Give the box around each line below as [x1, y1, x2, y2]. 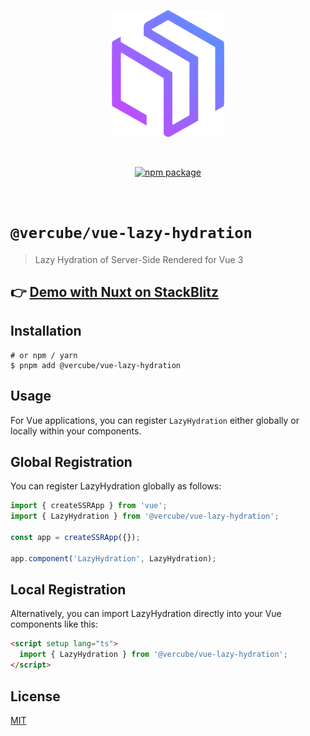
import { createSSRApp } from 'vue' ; [10, 501, 168, 511]
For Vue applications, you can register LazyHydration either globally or [10, 414, 300, 426]
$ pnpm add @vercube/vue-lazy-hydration [10, 360, 182, 370]
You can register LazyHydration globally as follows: [10, 480, 222, 492]
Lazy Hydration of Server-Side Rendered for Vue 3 [34, 253, 244, 265]
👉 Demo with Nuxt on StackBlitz [10, 283, 220, 300]
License [10, 688, 61, 705]
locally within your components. [10, 425, 142, 437]
